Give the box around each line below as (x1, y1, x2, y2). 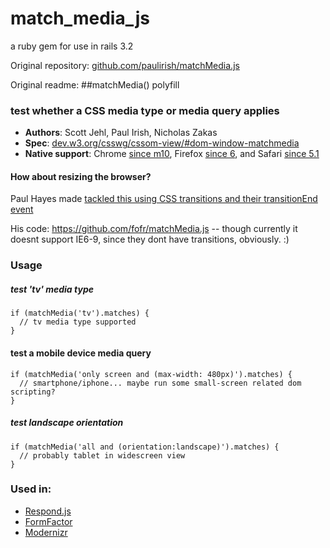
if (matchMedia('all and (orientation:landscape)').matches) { (10, 442, 280, 452)
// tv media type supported (19, 317, 137, 327)
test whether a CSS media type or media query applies (10, 103, 280, 117)
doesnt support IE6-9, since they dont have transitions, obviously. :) (10, 233, 290, 246)
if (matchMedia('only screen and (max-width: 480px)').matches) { (10, 369, 293, 379)
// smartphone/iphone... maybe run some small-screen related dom (19, 378, 302, 388)
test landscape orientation (10, 417, 124, 429)
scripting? (10, 387, 56, 397)
